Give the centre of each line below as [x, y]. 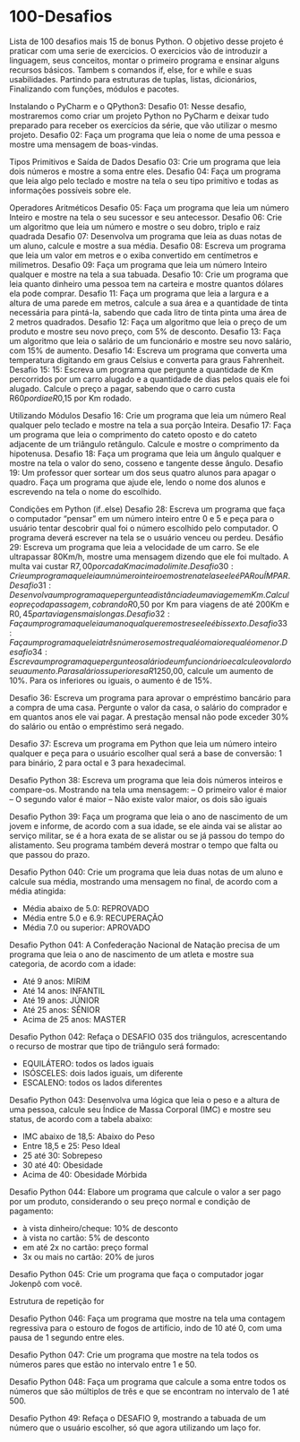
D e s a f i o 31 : [30, 585]
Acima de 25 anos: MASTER [74, 1019]
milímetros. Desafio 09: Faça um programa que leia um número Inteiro [138, 264]
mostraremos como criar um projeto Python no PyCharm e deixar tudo [139, 116]
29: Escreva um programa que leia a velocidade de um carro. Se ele [134, 547]
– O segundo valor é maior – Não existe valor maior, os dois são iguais [138, 799]
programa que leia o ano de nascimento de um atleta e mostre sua [132, 954]
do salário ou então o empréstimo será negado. [97, 726]
